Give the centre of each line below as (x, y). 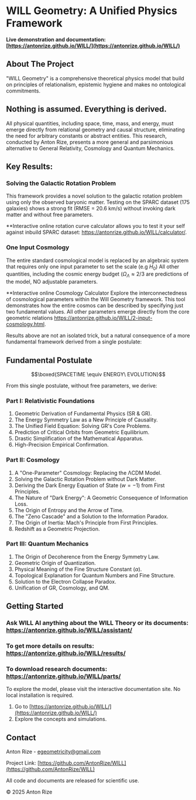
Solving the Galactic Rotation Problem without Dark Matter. (85, 479)
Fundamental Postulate (49, 360)
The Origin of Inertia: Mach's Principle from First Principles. (86, 522)
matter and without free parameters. (50, 215)
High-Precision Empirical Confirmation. (62, 445)
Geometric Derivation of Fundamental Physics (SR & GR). (83, 414)
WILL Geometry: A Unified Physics (92, 11)
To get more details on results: (50, 646)
